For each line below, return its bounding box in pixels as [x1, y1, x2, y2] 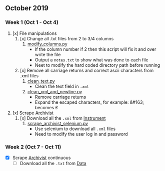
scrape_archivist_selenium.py [27, 120, 88, 126]
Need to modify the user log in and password [34, 131, 128, 137]
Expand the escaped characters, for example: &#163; [34, 99, 144, 105]
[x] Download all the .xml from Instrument [19, 115, 106, 121]
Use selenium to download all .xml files [34, 126, 116, 132]
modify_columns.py [27, 41, 67, 47]
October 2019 [5, 4, 49, 12]
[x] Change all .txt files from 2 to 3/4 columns [19, 35, 114, 41]
